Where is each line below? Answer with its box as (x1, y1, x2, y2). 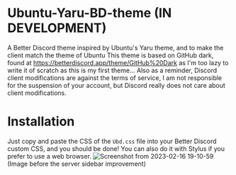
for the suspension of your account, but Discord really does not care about (7, 81, 225, 89)
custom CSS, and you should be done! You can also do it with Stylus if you (7, 144, 225, 153)
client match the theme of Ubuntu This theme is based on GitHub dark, (7, 51, 214, 60)
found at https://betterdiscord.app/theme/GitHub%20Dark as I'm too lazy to (7, 58, 229, 67)
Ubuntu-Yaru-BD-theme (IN (7, 5, 172, 21)
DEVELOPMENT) (7, 20, 107, 36)
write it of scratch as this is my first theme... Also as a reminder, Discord (7, 66, 218, 74)
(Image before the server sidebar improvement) (7, 159, 147, 168)
